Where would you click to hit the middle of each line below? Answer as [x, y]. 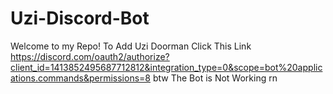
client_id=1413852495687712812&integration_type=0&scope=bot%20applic [166, 67]
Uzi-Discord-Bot [80, 18]
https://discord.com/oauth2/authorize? [90, 56]
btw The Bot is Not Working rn [215, 78]
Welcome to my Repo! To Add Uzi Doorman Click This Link [131, 46]
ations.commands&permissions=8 [80, 78]
